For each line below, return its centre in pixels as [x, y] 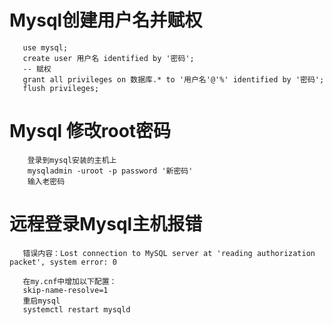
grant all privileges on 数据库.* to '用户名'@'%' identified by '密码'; [173, 79]
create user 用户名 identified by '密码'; [108, 58]
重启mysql [41, 301]
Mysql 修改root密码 [90, 131]
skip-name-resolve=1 [65, 290]
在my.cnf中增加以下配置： [69, 281]
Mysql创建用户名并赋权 [106, 20]
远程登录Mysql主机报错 [106, 224]
